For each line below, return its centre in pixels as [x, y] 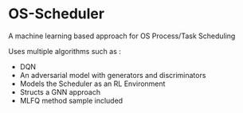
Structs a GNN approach [60, 92]
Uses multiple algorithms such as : [65, 51]
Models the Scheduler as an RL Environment [92, 84]
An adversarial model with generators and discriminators [113, 75]
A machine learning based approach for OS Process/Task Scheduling [122, 36]
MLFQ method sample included [71, 100]
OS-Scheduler [57, 14]
